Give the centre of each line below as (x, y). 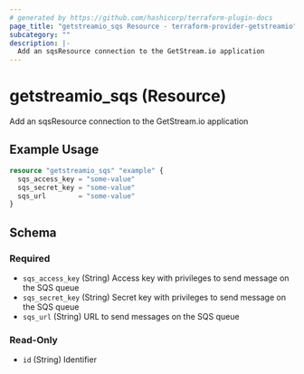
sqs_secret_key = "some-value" (76, 187)
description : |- (40, 43)
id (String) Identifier (60, 360)
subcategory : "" (40, 34)
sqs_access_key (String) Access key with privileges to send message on (156, 278)
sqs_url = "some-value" (76, 196)
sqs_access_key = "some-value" (76, 179)
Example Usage (54, 150)
